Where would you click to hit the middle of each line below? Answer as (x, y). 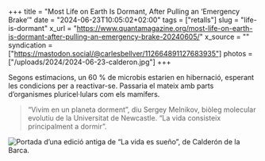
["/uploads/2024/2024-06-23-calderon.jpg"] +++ (90, 62)
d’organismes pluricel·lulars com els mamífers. (84, 94)
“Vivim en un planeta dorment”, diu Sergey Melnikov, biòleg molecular (142, 109)
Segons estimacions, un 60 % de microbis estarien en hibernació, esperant (131, 77)
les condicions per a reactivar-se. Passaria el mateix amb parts (111, 86)
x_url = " (63, 28)
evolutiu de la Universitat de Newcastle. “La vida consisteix (124, 118)
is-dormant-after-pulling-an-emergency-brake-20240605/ (104, 36)
